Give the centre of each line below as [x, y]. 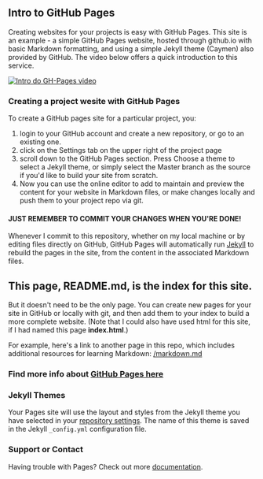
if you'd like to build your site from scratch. [89, 176]
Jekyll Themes [37, 395]
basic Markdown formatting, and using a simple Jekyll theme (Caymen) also [131, 48]
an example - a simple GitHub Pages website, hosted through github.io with [130, 40]
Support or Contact [46, 450]
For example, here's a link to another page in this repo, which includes [122, 345]
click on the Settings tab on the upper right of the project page [121, 150]
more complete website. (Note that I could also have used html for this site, [130, 321]
